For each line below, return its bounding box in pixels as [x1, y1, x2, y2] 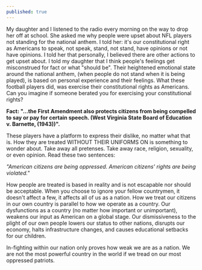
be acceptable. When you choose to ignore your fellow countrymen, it [6, 187, 180, 195]
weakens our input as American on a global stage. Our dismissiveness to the [6, 213, 197, 220]
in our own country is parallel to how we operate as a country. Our [6, 200, 171, 207]
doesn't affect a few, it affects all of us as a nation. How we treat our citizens [6, 193, 196, 201]
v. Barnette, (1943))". [6, 120, 60, 127]
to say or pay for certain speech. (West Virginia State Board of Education [6, 114, 192, 121]
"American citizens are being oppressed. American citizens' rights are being [6, 163, 196, 170]
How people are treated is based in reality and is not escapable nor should [6, 181, 191, 188]
